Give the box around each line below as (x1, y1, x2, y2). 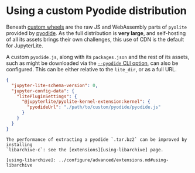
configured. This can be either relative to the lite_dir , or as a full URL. (6, 65, 177, 72)
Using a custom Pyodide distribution (6, 4, 187, 18)
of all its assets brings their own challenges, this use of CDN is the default (6, 36, 184, 43)
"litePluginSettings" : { (16, 94, 77, 99)
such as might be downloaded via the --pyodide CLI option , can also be (6, 60, 179, 67)
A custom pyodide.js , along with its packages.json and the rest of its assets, (6, 53, 190, 60)
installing (6, 141, 33, 147)
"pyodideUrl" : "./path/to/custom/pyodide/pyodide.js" (27, 104, 161, 110)
